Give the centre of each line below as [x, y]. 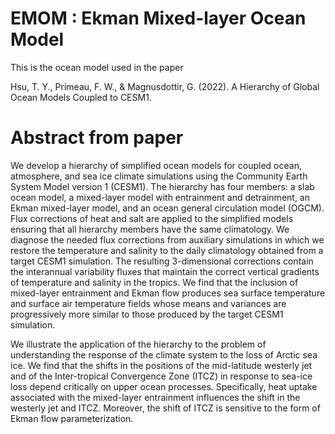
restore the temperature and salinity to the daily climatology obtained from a [167, 250]
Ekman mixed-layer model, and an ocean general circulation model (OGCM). [167, 208]
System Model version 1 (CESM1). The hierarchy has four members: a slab [162, 186]
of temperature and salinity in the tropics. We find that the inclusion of [154, 282]
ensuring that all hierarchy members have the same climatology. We [150, 229]
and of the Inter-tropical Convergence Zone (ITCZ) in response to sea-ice [161, 376]
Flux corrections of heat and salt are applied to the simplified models [152, 218]
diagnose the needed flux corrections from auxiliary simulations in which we [167, 239]
